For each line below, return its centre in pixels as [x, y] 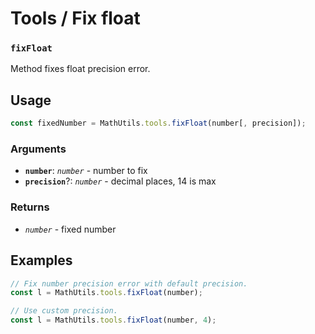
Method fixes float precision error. [80, 69]
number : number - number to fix [86, 171]
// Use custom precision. [64, 311]
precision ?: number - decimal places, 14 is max [120, 181]
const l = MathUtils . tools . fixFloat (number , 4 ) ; [113, 320]
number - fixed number [70, 229]
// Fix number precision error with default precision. [129, 283]
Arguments [38, 149]
